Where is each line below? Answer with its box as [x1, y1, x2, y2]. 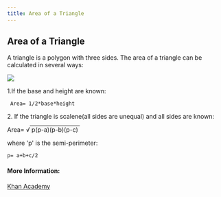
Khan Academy [7, 182, 51, 190]
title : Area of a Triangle [7, 10, 84, 17]
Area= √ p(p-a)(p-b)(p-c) [7, 126, 79, 134]
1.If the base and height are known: [7, 87, 106, 95]
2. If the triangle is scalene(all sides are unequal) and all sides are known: [7, 113, 215, 121]
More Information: [7, 167, 60, 175]
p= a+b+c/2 [7, 152, 38, 159]
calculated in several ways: [7, 61, 84, 69]
